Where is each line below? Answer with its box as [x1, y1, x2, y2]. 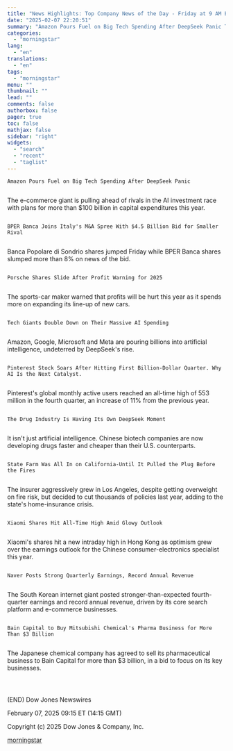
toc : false [7, 119, 39, 127]
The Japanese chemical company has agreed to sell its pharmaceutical [7, 649, 211, 657]
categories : [7, 29, 42, 37]
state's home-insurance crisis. [7, 500, 94, 508]
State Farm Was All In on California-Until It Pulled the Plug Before [7, 461, 216, 468]
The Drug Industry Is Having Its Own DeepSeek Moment [7, 415, 166, 422]
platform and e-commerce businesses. [7, 605, 118, 613]
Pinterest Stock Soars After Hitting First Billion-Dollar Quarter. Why [7, 364, 222, 372]
